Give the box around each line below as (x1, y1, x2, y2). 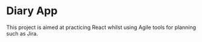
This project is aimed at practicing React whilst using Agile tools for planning (6, 24, 197, 31)
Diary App (6, 4, 58, 18)
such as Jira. (6, 30, 38, 37)
